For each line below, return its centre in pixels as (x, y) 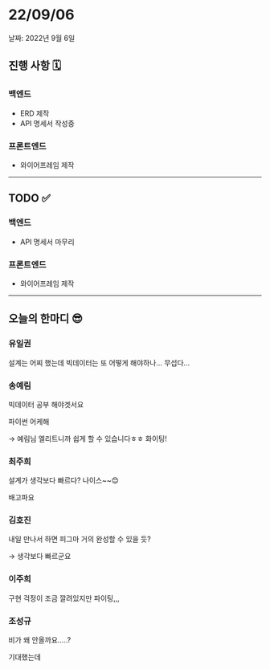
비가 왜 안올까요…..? (40, 640)
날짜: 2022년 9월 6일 (42, 38)
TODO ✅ (29, 198)
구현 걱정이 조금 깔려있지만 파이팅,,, (64, 598)
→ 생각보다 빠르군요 (40, 557)
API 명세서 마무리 (47, 242)
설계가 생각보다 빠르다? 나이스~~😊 (63, 480)
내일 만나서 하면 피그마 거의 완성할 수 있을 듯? (80, 539)
